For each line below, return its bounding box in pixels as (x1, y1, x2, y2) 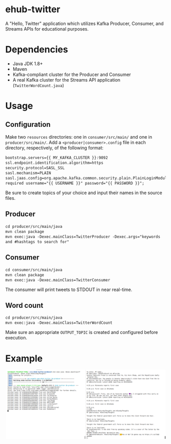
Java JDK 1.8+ (12, 60, 43, 67)
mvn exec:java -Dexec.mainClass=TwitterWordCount (5, 320, 113, 326)
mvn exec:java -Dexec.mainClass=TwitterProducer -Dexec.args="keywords (5, 234, 160, 239)
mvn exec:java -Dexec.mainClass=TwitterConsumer (5, 277, 110, 282)
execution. (5, 335, 27, 341)
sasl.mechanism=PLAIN (5, 170, 51, 175)
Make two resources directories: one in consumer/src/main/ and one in (5, 134, 153, 140)
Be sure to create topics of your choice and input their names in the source (5, 190, 162, 196)
